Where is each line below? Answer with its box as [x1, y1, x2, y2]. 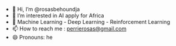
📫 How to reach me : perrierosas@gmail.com [12, 25, 127, 32]
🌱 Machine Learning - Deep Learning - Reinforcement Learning [12, 19, 171, 25]
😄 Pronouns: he [12, 33, 53, 41]
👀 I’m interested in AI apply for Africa [12, 12, 104, 19]
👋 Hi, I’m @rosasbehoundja [12, 6, 80, 13]
